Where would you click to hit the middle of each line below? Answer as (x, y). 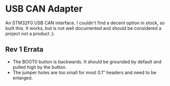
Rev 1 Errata (24, 49)
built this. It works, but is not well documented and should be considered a (83, 28)
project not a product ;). (30, 33)
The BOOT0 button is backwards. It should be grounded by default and (87, 62)
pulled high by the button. (40, 67)
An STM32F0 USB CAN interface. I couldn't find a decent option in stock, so (85, 23)
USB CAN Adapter (44, 9)
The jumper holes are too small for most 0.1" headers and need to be (84, 72)
